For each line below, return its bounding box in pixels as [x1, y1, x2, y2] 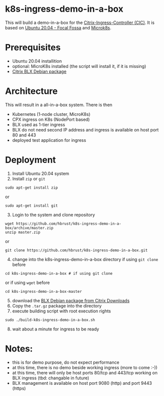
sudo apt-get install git [5, 203, 58, 208]
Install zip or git [12, 176, 46, 181]
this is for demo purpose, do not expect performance [12, 359, 119, 365]
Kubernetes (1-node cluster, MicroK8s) [12, 111, 91, 117]
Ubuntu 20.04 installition [12, 58, 62, 64]
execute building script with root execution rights [12, 308, 111, 314]
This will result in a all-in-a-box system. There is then [5, 102, 113, 108]
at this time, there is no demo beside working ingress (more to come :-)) [12, 364, 158, 370]
